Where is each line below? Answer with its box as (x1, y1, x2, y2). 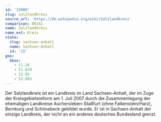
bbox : (9, 58, 21, 63)
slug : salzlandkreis (5, 12, 48, 17)
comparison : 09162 (5, 21, 43, 26)
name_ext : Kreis (5, 30, 39, 35)
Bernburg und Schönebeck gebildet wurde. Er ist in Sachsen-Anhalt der (5, 106, 152, 112)
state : (5, 35, 19, 40)
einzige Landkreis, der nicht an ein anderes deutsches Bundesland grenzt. (5, 111, 157, 117)
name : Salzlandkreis (5, 26, 48, 31)
